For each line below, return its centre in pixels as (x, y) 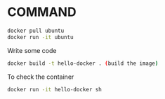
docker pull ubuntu (36, 31)
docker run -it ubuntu (40, 37)
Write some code (32, 50)
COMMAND (42, 12)
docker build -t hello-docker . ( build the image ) (83, 63)
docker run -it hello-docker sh (54, 89)
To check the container (41, 77)
